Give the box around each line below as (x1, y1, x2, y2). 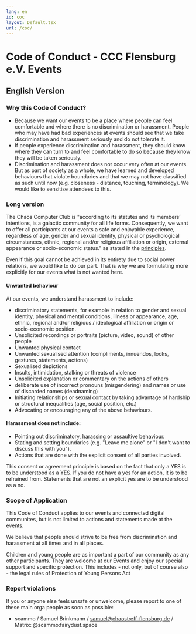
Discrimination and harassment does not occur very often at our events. (14, 161, 188, 168)
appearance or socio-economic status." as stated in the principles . (6, 245, 167, 252)
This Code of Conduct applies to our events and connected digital (6, 510, 165, 517)
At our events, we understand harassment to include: (6, 295, 134, 302)
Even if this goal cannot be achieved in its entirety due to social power (6, 256, 176, 263)
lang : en (6, 8, 27, 15)
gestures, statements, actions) (14, 356, 88, 363)
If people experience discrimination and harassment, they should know (14, 142, 186, 149)
